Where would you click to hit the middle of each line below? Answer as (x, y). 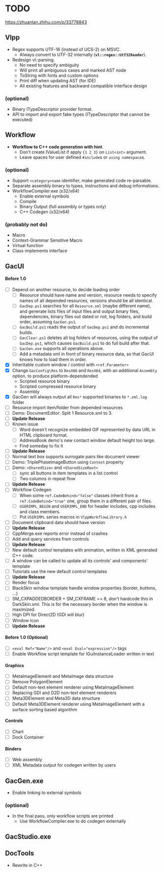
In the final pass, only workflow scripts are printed (63, 816)
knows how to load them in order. (53, 360)
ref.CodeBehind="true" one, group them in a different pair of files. (86, 501)
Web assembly (27, 760)
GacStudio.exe (28, 836)
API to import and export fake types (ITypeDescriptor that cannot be (81, 114)
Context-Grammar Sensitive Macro (47, 240)
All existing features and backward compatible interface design (83, 86)
